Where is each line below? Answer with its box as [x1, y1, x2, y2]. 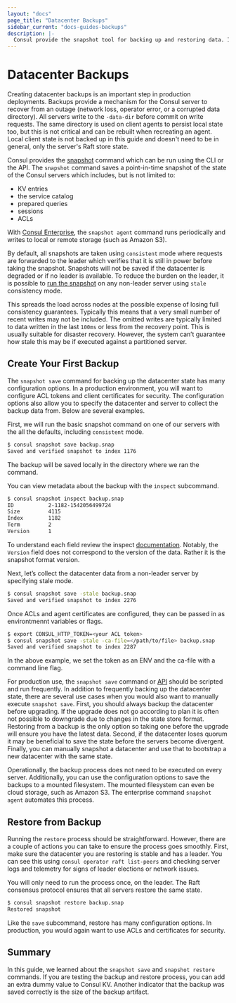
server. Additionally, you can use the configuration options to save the [7, 773, 210, 781]
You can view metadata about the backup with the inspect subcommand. [7, 481, 219, 490]
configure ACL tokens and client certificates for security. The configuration [7, 391, 225, 400]
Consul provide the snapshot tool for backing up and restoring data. [13, 37, 225, 44]
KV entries [17, 184, 48, 193]
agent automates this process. [7, 796, 95, 804]
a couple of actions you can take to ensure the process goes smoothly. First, [7, 842, 229, 851]
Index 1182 [7, 515, 61, 522]
